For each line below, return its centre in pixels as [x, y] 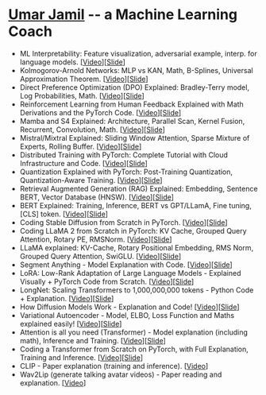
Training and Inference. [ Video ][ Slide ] [81, 357]
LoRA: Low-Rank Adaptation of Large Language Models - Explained [130, 273]
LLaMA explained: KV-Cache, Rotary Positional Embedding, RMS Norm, [137, 247]
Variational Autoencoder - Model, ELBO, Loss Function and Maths [127, 315]
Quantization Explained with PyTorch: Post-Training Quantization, [126, 172]
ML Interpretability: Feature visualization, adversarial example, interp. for [138, 53]
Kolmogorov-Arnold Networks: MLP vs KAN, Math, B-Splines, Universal [136, 70]
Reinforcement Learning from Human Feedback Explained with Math [131, 104]
